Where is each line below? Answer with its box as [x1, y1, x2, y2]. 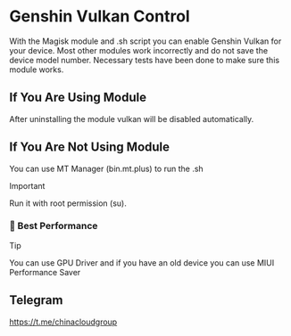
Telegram [9, 292, 63, 308]
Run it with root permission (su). [9, 198, 127, 209]
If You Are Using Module [9, 90, 147, 105]
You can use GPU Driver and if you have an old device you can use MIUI [9, 257, 275, 268]
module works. [9, 64, 64, 75]
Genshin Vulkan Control [9, 6, 190, 27]
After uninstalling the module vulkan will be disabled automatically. [9, 113, 254, 124]
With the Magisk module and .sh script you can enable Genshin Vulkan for [9, 36, 282, 46]
